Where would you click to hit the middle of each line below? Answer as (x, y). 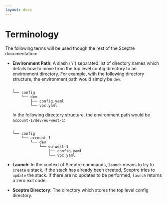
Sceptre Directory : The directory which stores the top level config (80, 190)
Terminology (32, 34)
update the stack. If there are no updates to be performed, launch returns (87, 175)
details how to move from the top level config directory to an (75, 68)
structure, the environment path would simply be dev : (67, 79)
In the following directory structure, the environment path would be (81, 114)
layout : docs (19, 10)
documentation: (21, 53)
